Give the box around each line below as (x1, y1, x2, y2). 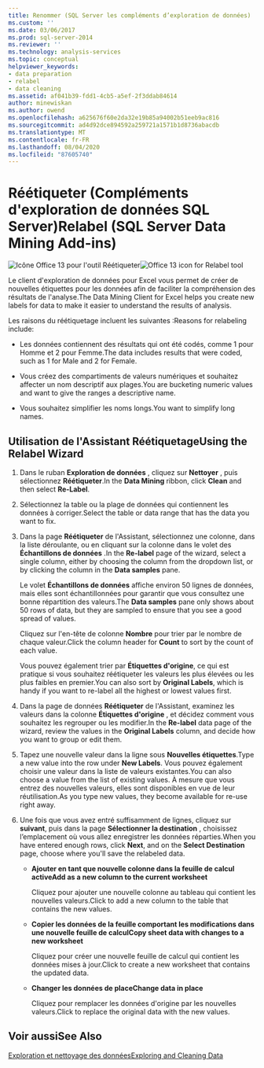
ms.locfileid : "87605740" (8, 150, 93, 158)
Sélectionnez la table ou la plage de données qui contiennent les (19, 500, 229, 509)
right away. (19, 800, 57, 809)
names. (19, 412, 44, 422)
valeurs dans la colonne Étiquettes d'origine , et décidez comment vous (19, 709, 255, 719)
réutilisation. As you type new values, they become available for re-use (19, 792, 247, 801)
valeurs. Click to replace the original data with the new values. (31, 1007, 230, 1016)
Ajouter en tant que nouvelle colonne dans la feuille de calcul (31, 864, 235, 873)
